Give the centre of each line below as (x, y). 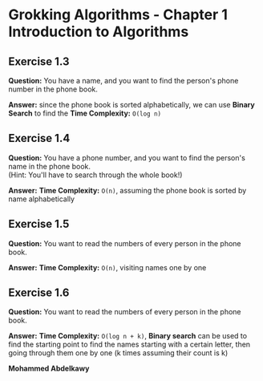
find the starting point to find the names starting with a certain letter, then (129, 345)
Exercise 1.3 (39, 61)
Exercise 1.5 (39, 224)
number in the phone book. (53, 89)
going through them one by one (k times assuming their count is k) (118, 353)
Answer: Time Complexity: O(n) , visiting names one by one (107, 267)
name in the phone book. (49, 166)
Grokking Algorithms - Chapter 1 (118, 15)
